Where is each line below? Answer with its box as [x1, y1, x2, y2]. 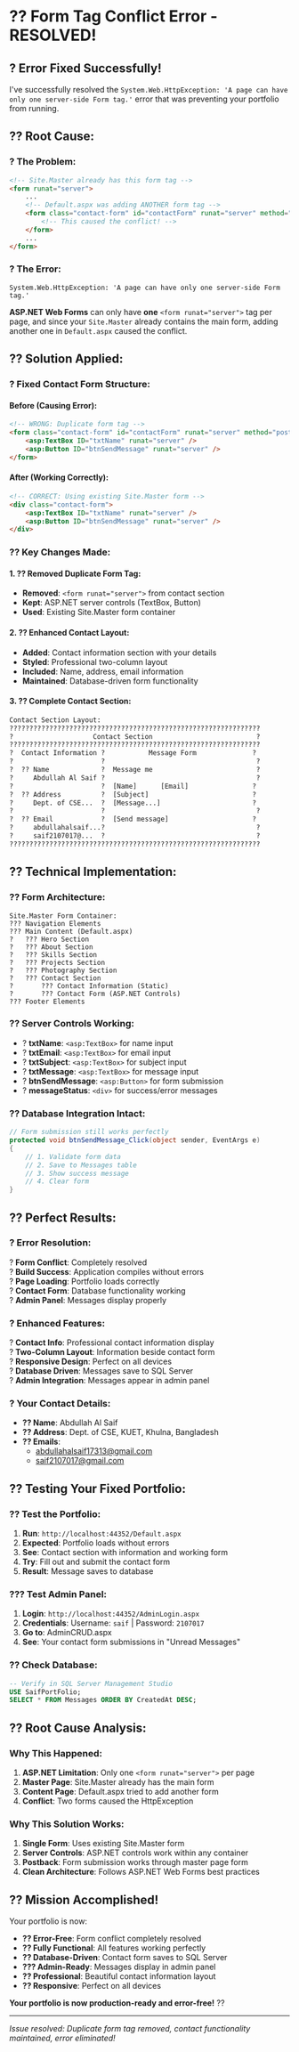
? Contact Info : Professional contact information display [9, 1337, 215, 1348]
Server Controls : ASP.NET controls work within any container [21, 1847, 249, 1858]
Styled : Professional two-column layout [21, 656, 168, 667]
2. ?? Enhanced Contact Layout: [9, 628, 130, 638]
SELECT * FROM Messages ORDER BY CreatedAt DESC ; [9, 1696, 198, 1705]
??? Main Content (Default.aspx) [9, 927, 133, 936]
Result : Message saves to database [21, 1566, 154, 1577]
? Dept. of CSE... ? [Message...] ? [9, 799, 256, 807]
